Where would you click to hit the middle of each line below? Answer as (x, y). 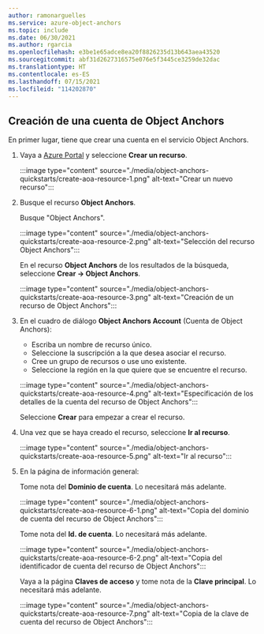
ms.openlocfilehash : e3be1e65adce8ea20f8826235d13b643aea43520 (114, 52)
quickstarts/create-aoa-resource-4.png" (86, 394)
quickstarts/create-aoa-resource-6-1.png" (88, 511)
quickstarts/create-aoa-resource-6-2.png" (89, 558)
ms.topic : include (38, 30)
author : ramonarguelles (47, 15)
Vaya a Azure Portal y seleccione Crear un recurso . (103, 156)
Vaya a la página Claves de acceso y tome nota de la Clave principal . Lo (138, 582)
